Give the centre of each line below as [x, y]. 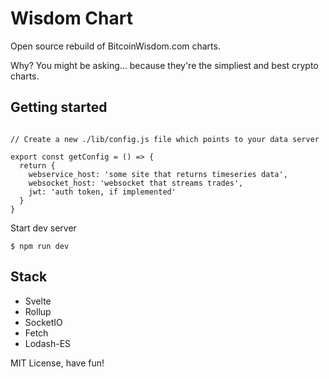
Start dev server [43, 228]
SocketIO [43, 322]
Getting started [59, 107]
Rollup [38, 311]
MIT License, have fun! [57, 363]
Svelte [38, 301]
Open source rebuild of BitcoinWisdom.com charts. [115, 46]
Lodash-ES [48, 343]
